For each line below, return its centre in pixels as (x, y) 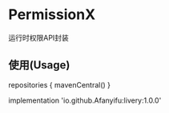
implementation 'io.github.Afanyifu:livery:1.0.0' (85, 100)
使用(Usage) (39, 65)
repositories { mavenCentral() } (59, 84)
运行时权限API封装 (39, 37)
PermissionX (52, 15)
